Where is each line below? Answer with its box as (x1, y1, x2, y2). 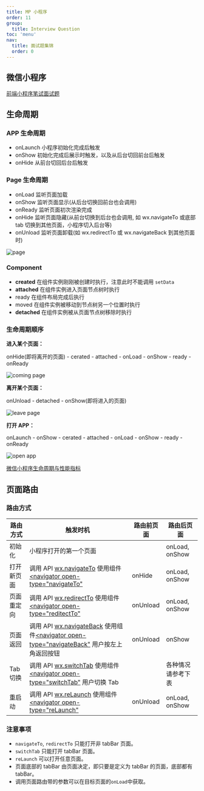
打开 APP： (6, 422, 35, 429)
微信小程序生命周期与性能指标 (6, 465, 81, 472)
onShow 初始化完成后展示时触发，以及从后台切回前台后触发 (15, 151, 165, 159)
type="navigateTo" (29, 580, 83, 588)
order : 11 (6, 15, 32, 21)
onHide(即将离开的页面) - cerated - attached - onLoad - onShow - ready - (6, 353, 191, 360)
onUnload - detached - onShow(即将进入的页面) (6, 397, 127, 405)
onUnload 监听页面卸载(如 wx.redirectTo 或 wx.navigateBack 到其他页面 (15, 228, 195, 236)
